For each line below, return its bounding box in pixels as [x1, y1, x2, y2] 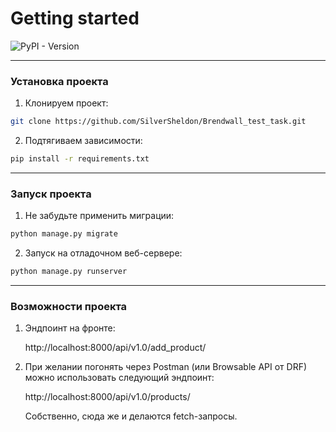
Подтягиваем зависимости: [24, 135, 143, 147]
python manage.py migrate [10, 229, 118, 239]
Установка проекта [10, 74, 109, 88]
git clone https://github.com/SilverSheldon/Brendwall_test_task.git [10, 117, 307, 127]
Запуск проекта [10, 187, 92, 201]
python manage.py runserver [10, 267, 128, 277]
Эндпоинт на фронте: [24, 322, 116, 334]
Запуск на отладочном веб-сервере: [24, 247, 183, 259]
